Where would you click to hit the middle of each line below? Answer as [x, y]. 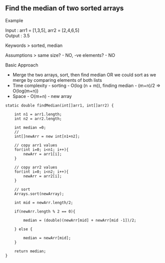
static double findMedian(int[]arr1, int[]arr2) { [60, 106]
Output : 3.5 [18, 35]
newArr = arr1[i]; [43, 154]
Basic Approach [22, 65]
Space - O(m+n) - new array [42, 96]
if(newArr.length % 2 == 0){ [45, 212]
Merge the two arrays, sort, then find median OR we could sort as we [84, 75]
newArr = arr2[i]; [43, 176]
